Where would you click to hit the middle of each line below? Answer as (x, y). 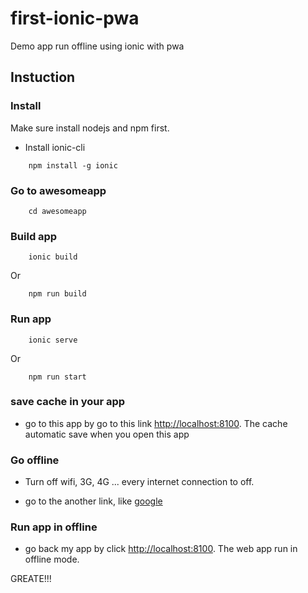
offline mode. (52, 559)
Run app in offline (54, 527)
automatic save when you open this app (107, 434)
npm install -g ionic (73, 165)
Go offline (35, 460)
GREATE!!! (31, 579)
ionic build (53, 257)
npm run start (57, 377)
